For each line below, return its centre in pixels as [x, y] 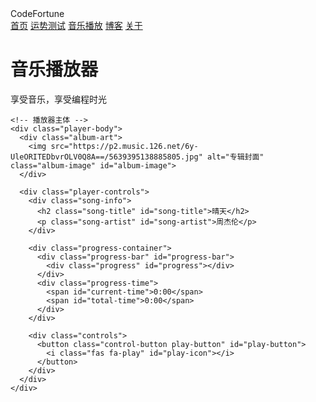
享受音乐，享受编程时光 [58, 99]
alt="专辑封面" [235, 157]
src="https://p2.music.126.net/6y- [124, 146]
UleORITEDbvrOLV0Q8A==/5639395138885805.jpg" [106, 157]
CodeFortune [37, 13]
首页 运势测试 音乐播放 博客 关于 [76, 25]
